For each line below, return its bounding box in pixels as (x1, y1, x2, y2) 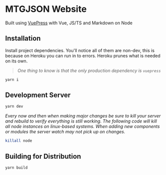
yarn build (5, 165, 28, 170)
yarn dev (5, 104, 23, 109)
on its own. (5, 58, 28, 64)
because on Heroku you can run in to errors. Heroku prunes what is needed (5, 53, 161, 58)
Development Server (5, 91, 71, 100)
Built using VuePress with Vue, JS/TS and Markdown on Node (5, 20, 133, 26)
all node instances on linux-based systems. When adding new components (5, 123, 160, 129)
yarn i (5, 77, 19, 82)
